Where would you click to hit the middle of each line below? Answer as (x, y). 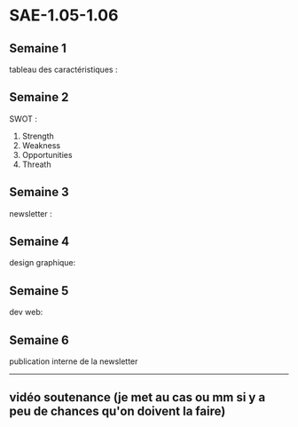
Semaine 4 (39, 242)
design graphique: (43, 263)
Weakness (41, 145)
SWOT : (24, 119)
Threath (36, 164)
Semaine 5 (39, 291)
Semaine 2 (39, 97)
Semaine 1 (38, 48)
